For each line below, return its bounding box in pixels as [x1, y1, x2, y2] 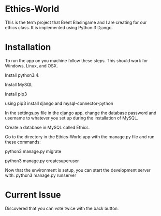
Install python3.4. [5, 72, 40, 78]
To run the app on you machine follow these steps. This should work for [5, 57, 148, 64]
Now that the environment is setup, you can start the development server [5, 167, 151, 173]
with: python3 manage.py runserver [5, 172, 76, 178]
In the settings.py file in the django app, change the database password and [5, 110, 157, 116]
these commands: [5, 139, 41, 145]
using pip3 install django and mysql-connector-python [5, 100, 114, 106]
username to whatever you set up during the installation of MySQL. [5, 115, 139, 121]
